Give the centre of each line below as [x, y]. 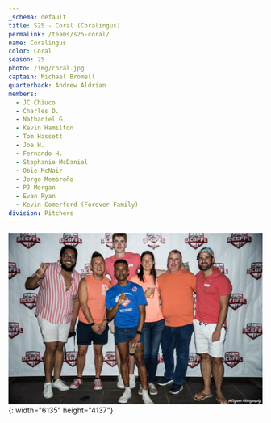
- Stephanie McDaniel [52, 162]
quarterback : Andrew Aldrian [57, 85]
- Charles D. [38, 111]
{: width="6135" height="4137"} [61, 410]
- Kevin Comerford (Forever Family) [77, 205]
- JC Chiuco [36, 102]
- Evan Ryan [36, 197]
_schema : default [38, 17]
